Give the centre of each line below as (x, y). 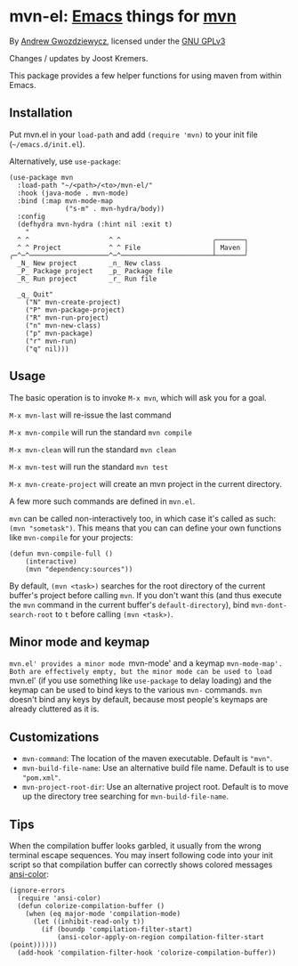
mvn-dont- (269, 605)
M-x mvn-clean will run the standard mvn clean (93, 449)
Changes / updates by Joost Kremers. (79, 58)
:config (32, 216)
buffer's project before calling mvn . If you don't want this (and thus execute (145, 595)
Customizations (54, 737)
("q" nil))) (47, 349)
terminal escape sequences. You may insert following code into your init (141, 855)
